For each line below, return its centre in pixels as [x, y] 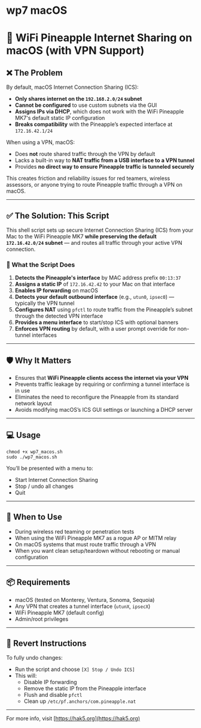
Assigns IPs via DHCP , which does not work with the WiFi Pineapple [99, 112]
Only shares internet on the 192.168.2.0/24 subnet [78, 99]
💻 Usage [23, 435]
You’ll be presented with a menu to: [50, 468]
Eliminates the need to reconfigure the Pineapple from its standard [97, 397]
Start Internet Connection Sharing [57, 480]
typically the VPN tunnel [45, 303]
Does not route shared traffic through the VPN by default [85, 154]
